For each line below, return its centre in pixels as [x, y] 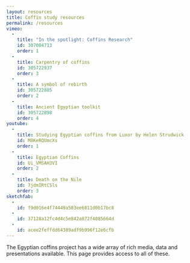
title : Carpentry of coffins [54, 62]
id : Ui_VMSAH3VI [38, 163]
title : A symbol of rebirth [52, 85]
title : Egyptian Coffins [48, 157]
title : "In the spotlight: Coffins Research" [75, 40]
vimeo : [14, 29]
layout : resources [29, 12]
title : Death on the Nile [50, 180]
